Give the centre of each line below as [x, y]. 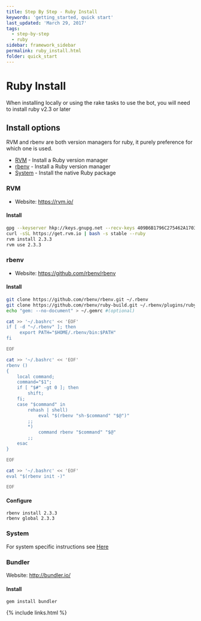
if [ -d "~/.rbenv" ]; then [41, 327]
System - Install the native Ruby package [65, 173]
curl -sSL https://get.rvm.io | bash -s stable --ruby [76, 233]
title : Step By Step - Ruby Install [52, 12]
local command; [36, 376]
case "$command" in [41, 404]
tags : [13, 28]
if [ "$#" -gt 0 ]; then [48, 388]
